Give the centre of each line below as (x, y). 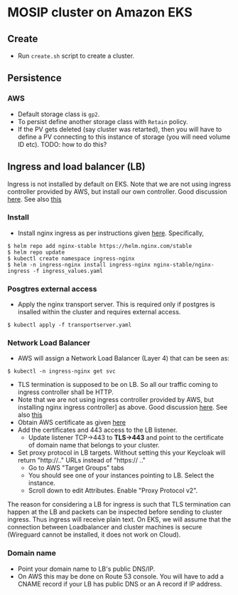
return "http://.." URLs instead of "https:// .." (81, 460)
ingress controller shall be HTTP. (65, 392)
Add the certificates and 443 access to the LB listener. (97, 430)
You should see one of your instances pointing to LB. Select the (121, 475)
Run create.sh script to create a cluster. (76, 56)
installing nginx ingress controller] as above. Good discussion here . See (123, 408)
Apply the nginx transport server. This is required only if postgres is (116, 304)
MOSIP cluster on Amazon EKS (100, 12)
